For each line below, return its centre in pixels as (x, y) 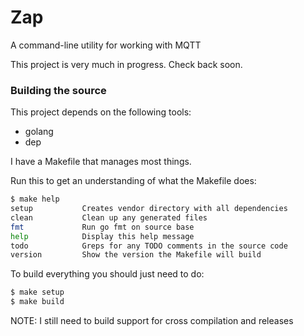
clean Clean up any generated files (109, 217)
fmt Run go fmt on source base (102, 227)
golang (39, 132)
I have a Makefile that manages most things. (101, 162)
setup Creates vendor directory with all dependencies (149, 209)
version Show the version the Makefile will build (136, 255)
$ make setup (37, 292)
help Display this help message (102, 236)
